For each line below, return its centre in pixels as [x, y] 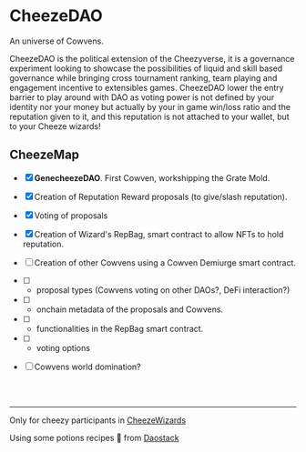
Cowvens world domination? [87, 367]
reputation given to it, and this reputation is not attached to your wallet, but [149, 116]
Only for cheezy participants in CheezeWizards [98, 420]
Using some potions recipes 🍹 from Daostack [94, 437]
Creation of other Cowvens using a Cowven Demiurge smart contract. [165, 262]
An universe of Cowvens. [57, 41]
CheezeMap [45, 155]
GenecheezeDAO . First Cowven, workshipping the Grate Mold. [152, 177]
